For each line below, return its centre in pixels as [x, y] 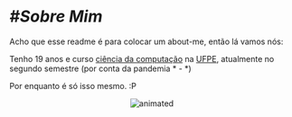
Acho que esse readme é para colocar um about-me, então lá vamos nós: [146, 41]
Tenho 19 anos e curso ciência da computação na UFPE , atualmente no [142, 58]
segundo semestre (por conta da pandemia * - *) [100, 68]
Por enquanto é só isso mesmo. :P [73, 85]
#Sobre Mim [56, 17]
